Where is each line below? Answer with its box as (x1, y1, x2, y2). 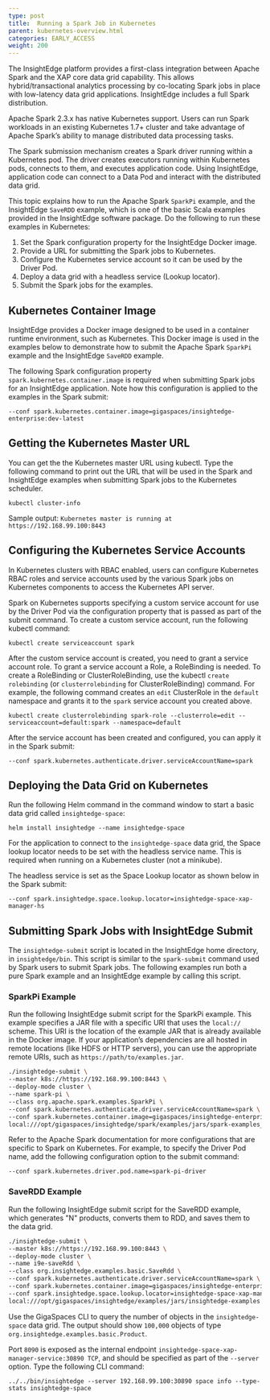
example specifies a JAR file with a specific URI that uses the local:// (8, 1018, 241, 1028)
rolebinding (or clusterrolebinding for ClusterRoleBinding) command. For (8, 678, 256, 689)
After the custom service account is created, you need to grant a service (8, 653, 249, 663)
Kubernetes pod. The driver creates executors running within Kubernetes (8, 155, 251, 165)
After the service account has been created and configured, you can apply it (8, 732, 261, 742)
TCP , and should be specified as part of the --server (87, 1352, 260, 1362)
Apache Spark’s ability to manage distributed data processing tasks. (8, 130, 234, 141)
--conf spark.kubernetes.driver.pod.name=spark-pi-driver (8, 1167, 207, 1176)
